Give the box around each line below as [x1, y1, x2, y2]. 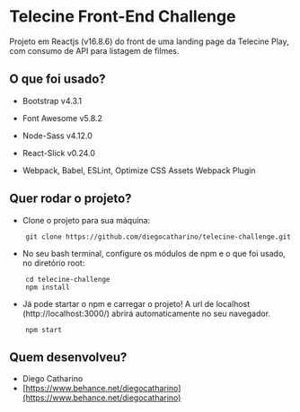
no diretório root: [22, 258, 85, 268]
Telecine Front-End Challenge [9, 6, 236, 27]
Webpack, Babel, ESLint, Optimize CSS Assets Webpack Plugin [22, 164, 256, 176]
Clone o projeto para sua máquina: [22, 215, 151, 225]
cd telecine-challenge [25, 275, 110, 284]
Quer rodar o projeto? [9, 191, 132, 206]
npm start [25, 325, 63, 334]
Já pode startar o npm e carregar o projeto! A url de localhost [22, 298, 251, 309]
